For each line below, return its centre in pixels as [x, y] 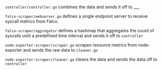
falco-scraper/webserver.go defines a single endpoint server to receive [76, 16]
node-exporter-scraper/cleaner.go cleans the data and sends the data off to [81, 59]
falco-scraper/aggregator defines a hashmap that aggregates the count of [80, 30]
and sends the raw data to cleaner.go [60, 50]
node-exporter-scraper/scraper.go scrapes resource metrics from [71, 45]
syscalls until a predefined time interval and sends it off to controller [74, 36]
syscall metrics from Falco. [32, 21]
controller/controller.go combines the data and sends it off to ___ [72, 7]
